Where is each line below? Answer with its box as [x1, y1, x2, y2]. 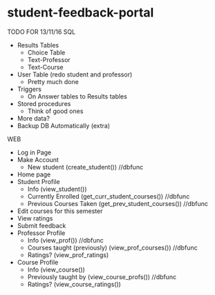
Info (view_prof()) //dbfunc [27, 236, 104, 244]
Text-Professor [27, 55, 71, 63]
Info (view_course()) [27, 265, 85, 274]
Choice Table [27, 48, 66, 57]
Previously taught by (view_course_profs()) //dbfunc [27, 272, 177, 281]
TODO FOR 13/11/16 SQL [7, 28, 76, 36]
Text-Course [27, 63, 64, 71]
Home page [17, 170, 51, 179]
